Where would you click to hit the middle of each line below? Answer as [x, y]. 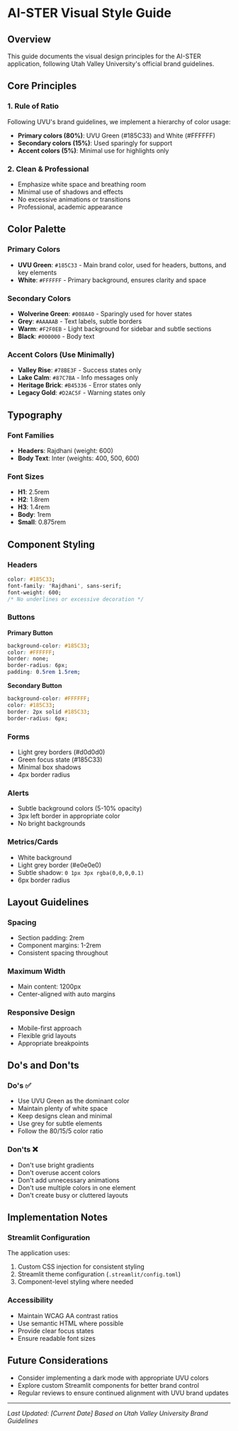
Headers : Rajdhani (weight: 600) [65, 450]
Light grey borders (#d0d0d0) [61, 752]
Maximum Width [36, 971]
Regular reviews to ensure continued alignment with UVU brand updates [123, 1393]
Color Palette [36, 229]
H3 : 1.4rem [34, 507]
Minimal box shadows [49, 767]
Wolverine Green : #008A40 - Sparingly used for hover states [105, 313]
